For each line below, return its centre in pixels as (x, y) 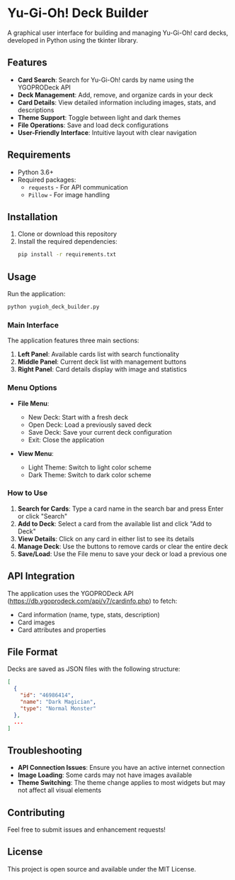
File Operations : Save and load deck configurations (93, 125)
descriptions (36, 110)
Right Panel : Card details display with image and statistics (102, 369)
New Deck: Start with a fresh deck (78, 417)
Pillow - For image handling (69, 195)
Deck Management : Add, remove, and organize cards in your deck (115, 94)
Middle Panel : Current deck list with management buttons (102, 362)
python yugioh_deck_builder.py (53, 307)
